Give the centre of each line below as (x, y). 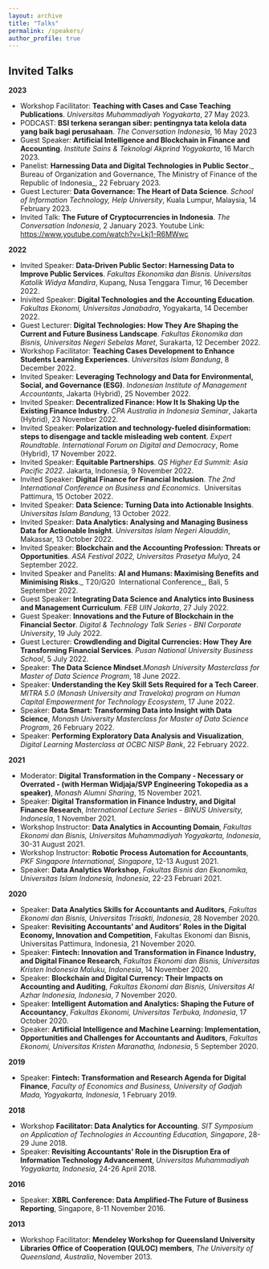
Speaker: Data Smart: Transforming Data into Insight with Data (126, 710)
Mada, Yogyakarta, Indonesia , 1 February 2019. (98, 1095)
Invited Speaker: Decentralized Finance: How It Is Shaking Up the (130, 403)
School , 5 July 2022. (54, 659)
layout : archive (35, 16)
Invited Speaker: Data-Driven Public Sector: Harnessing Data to (127, 266)
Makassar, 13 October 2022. (67, 539)
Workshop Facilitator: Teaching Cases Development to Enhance (127, 351)
